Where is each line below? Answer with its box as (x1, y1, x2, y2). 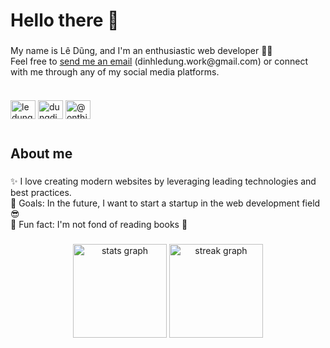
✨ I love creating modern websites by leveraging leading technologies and (10, 175, 317, 188)
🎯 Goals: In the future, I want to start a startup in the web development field (10, 197, 321, 209)
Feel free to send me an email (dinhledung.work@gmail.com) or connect (10, 55, 308, 68)
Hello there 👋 (10, 9, 120, 32)
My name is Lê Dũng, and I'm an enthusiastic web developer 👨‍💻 (10, 45, 273, 57)
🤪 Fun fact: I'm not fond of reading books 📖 (10, 219, 188, 231)
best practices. (10, 187, 72, 199)
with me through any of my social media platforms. (10, 66, 220, 78)
